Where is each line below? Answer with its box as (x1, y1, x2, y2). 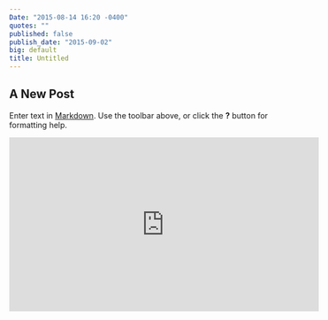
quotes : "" (9, 21, 50, 30)
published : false (9, 29, 73, 38)
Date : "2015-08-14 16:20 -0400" (9, 12, 128, 22)
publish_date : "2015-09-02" (9, 37, 113, 47)
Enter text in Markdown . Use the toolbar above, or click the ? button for (9, 110, 268, 120)
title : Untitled (9, 54, 69, 63)
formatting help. (9, 119, 68, 130)
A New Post (9, 87, 75, 102)
